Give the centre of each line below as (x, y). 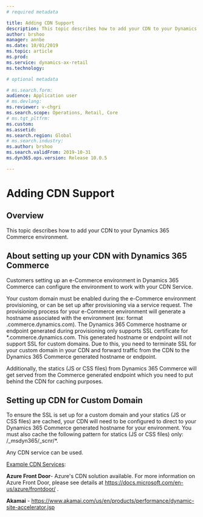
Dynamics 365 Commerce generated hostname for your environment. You (99, 428)
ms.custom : (20, 124)
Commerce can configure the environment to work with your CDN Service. (100, 286)
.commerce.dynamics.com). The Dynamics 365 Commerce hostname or (97, 324)
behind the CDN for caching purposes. (55, 381)
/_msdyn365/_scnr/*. (33, 441)
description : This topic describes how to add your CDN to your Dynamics (102, 29)
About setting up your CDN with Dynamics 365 (97, 256)
